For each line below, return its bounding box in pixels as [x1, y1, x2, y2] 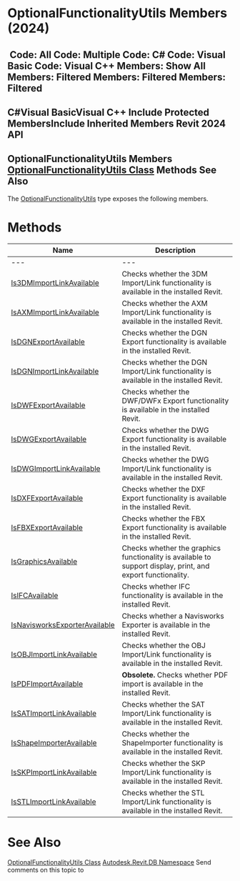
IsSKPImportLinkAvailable [11, 767, 97, 777]
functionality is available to [121, 552, 211, 562]
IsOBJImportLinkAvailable [11, 649, 98, 659]
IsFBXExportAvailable [11, 522, 84, 532]
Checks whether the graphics [121, 543, 221, 553]
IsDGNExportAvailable [11, 337, 86, 347]
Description [154, 245, 196, 255]
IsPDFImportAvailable [11, 679, 84, 689]
